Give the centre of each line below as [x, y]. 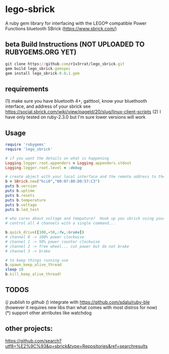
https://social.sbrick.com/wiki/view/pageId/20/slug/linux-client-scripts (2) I [83, 112]
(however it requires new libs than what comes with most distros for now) [81, 307]
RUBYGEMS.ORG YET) [41, 52]
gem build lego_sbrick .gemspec [38, 68]
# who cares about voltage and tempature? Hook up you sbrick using [80, 219]
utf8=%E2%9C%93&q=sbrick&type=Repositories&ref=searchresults [76, 346]
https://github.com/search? [33, 340]
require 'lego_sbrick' [29, 149]
